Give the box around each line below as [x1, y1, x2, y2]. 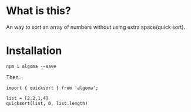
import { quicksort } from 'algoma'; [6, 85, 99, 91]
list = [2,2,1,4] [6, 95, 49, 101]
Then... [6, 73, 24, 80]
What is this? [6, 4, 72, 18]
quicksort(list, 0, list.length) [6, 100, 88, 106]
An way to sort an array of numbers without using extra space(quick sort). [6, 23, 186, 30]
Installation [6, 44, 62, 57]
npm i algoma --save [6, 63, 57, 69]
